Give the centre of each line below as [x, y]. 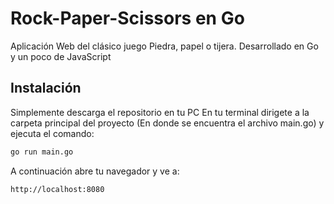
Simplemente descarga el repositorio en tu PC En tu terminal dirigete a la [160, 112]
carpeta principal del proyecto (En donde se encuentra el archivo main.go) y [167, 123]
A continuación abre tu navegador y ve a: [95, 171]
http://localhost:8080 [57, 189]
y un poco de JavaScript [61, 56]
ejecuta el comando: [52, 133]
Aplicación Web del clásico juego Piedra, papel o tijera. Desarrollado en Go [164, 46]
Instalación [46, 88]
